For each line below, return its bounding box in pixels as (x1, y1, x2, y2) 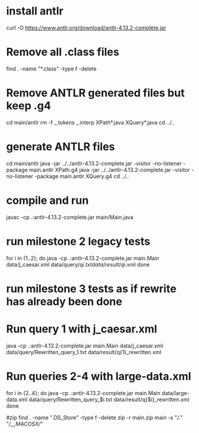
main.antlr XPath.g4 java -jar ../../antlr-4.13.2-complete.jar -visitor (29, 166, 191, 173)
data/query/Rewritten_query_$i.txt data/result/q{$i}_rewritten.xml (29, 396, 190, 403)
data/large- (161, 389, 190, 396)
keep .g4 (6, 99, 52, 112)
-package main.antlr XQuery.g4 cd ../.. (34, 173, 129, 180)
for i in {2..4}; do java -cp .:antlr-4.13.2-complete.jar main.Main (6, 389, 161, 396)
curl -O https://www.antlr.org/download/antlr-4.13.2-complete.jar (6, 24, 167, 31)
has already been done (6, 295, 123, 308)
